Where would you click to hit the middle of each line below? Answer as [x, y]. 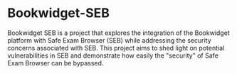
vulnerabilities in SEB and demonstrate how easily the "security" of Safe [113, 55]
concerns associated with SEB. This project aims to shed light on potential [116, 48]
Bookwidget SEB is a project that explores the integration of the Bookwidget [118, 33]
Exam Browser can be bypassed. [56, 63]
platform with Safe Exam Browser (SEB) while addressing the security [109, 40]
